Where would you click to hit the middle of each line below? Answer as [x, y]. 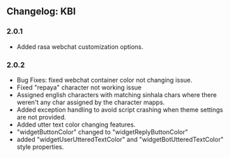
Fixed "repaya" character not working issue [79, 87]
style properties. [40, 147]
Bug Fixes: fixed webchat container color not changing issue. [105, 80]
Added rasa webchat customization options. [80, 46]
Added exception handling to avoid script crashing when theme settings [120, 109]
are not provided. [41, 117]
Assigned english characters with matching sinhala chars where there [117, 94]
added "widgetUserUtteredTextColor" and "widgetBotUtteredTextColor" [120, 139]
